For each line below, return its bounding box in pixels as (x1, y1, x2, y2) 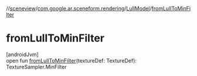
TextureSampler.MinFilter (6, 63, 67, 70)
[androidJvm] (6, 51, 39, 58)
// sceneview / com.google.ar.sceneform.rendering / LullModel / (6, 5, 152, 12)
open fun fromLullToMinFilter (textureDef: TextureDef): (6, 57, 137, 64)
